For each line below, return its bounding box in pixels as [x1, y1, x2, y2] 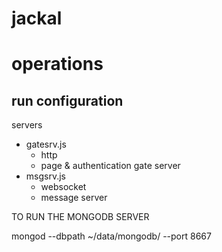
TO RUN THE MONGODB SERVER [11, 211, 150, 223]
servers [11, 119, 43, 131]
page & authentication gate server [40, 160, 181, 172]
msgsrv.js [25, 170, 66, 182]
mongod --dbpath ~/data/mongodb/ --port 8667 [11, 230, 212, 242]
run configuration [11, 92, 124, 109]
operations [11, 53, 104, 76]
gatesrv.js [25, 138, 67, 151]
